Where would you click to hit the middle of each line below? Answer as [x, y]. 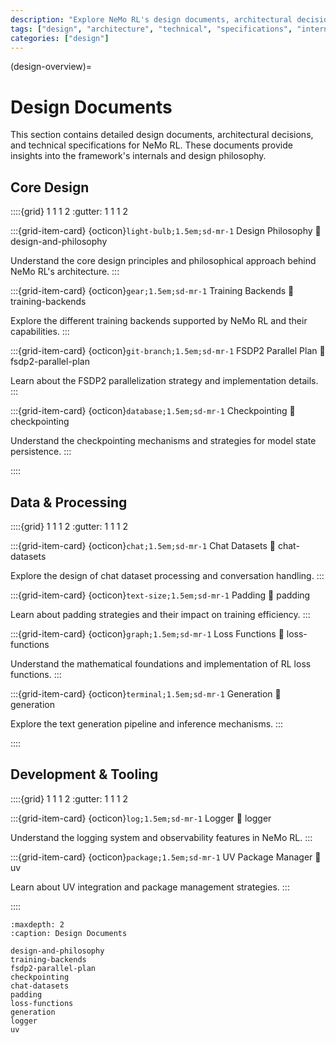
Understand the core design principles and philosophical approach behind [163, 261]
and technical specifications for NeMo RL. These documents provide [151, 145]
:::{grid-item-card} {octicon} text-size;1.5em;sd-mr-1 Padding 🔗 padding [160, 595]
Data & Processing [69, 502]
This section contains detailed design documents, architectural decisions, [162, 135]
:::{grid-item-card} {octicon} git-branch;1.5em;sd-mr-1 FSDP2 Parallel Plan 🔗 [168, 351]
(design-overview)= [51, 67]
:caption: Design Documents [69, 933]
